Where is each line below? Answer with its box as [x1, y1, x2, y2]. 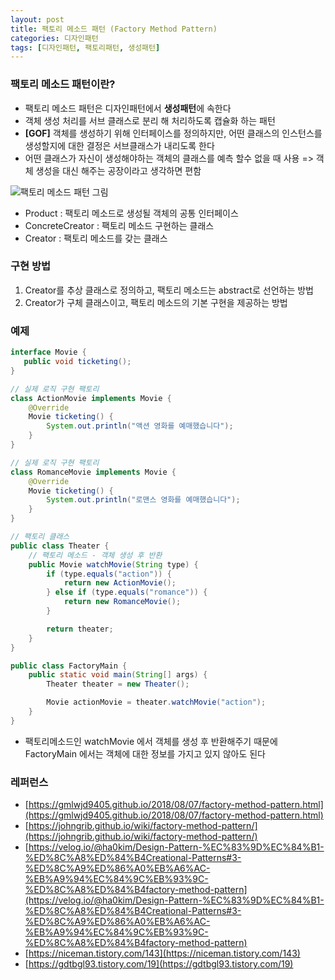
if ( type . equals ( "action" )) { [46, 569, 172, 579]
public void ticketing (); [23, 357, 132, 367]
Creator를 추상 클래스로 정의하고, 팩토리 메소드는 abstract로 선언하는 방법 [24, 284, 314, 296]
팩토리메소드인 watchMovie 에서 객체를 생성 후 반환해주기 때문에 [24, 735, 278, 747]
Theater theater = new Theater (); [46, 679, 190, 690]
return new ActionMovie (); [63, 578, 177, 588]
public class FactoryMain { [10, 661, 128, 671]
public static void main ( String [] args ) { [28, 670, 208, 680]
